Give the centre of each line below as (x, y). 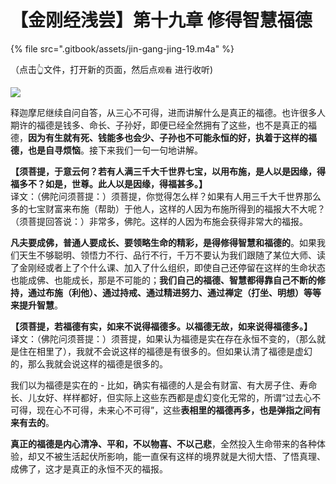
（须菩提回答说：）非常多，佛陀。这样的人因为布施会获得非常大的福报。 (159, 221)
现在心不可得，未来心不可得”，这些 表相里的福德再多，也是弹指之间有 (179, 410)
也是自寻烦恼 (54, 150)
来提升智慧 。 (36, 305)
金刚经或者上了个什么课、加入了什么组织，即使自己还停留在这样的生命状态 (172, 267)
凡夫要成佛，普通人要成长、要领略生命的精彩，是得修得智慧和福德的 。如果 (163, 242)
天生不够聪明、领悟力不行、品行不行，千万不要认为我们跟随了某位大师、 (167, 255)
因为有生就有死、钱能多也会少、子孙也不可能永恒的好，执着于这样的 (168, 137)
